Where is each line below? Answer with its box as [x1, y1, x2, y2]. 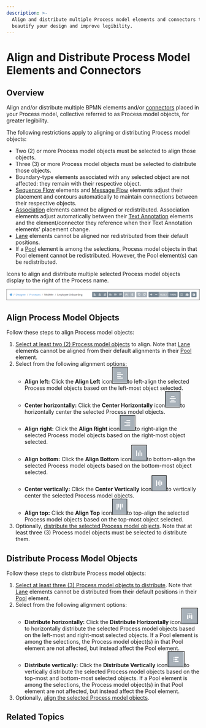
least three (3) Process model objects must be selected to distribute [15, 529, 187, 536]
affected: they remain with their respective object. [15, 180, 142, 188]
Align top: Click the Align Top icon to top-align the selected [24, 509, 189, 516]
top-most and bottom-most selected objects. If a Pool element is [24, 675, 188, 682]
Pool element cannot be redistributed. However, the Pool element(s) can [15, 252, 198, 259]
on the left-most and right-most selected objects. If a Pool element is [24, 631, 199, 639]
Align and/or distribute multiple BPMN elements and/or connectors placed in [6, 104, 199, 111]
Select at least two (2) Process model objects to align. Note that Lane [15, 341, 191, 348]
